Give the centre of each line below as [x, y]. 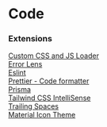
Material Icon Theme [42, 115]
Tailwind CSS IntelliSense [50, 98]
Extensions [31, 39]
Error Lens [25, 64]
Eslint [17, 73]
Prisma [20, 90]
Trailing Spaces [34, 106]
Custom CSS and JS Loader [53, 56]
